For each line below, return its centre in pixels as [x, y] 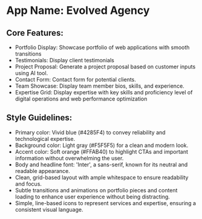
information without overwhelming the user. [69, 158]
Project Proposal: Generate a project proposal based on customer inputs [105, 67]
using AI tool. [31, 73]
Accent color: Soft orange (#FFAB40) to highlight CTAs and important [102, 151]
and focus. [28, 184]
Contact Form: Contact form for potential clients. [75, 80]
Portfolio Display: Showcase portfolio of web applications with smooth [102, 47]
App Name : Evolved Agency [78, 11]
